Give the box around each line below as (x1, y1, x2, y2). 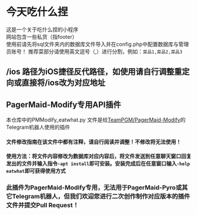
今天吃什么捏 (6, 5, 69, 19)
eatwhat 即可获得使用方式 (6, 167, 66, 174)
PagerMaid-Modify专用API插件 (6, 99, 122, 109)
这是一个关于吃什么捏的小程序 (6, 26, 78, 33)
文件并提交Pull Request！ (6, 201, 79, 209)
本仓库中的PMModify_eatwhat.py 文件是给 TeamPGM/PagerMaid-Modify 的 (6, 116, 186, 123)
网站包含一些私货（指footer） (6, 33, 78, 40)
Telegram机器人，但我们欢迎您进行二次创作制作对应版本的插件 (12, 192, 191, 200)
